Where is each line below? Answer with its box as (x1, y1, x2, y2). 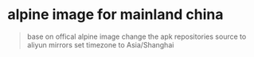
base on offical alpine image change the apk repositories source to (26, 32, 247, 41)
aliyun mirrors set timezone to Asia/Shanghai (26, 40, 174, 49)
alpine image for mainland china (7, 6, 224, 24)
